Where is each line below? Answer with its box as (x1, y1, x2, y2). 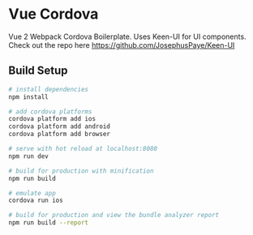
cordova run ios (8, 196, 63, 205)
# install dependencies (8, 85, 89, 93)
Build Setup (8, 64, 68, 78)
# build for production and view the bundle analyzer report (8, 211, 220, 220)
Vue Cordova (8, 5, 99, 23)
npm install (8, 92, 49, 101)
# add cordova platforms (8, 107, 92, 116)
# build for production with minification (8, 167, 154, 175)
